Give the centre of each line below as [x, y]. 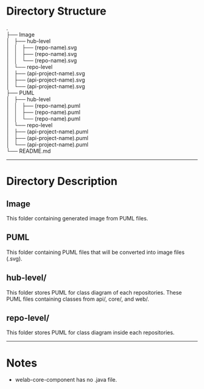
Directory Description [62, 181]
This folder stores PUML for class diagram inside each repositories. [90, 332]
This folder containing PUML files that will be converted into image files [96, 252]
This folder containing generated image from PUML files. [77, 218]
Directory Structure [56, 11]
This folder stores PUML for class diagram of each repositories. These [94, 292]
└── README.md [29, 151]
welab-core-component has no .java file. [66, 380]
